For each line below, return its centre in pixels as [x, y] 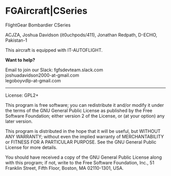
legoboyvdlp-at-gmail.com [33, 80]
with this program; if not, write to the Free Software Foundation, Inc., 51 [80, 162]
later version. [19, 121]
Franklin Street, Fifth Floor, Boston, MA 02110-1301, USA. [64, 168]
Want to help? [20, 60]
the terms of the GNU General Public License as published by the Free [79, 110]
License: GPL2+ [22, 95]
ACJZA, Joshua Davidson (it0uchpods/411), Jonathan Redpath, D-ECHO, [81, 35]
